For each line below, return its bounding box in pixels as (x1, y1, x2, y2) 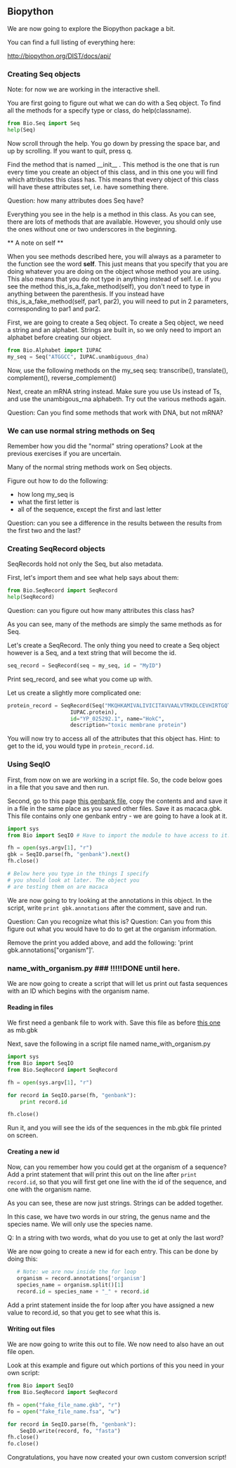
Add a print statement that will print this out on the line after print (7, 1170, 197, 1179)
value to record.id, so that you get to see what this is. (7, 1308, 161, 1317)
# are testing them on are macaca (7, 883, 109, 890)
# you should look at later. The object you (7, 876, 140, 884)
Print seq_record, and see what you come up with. (7, 675, 153, 683)
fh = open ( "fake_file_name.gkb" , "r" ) (7, 1401, 121, 1408)
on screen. (7, 1131, 39, 1139)
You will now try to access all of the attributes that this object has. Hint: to (7, 735, 221, 743)
